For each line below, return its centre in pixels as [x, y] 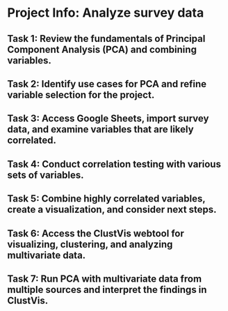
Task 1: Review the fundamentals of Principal [106, 39]
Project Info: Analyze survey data [106, 13]
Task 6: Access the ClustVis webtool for [96, 233]
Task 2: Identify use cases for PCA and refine [107, 84]
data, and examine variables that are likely [100, 129]
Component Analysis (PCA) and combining [102, 49]
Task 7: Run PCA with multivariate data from [105, 279]
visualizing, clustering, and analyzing [90, 244]
